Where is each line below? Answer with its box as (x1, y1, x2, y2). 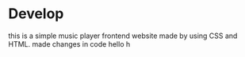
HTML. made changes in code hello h (8, 39, 131, 48)
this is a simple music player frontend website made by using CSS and (8, 31, 238, 40)
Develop (8, 5, 64, 23)
